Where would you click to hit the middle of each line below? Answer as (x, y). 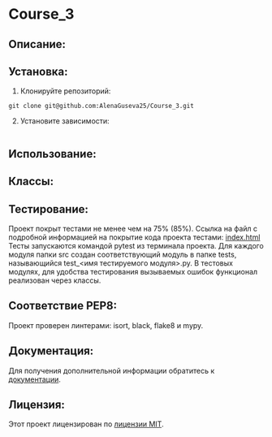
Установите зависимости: (65, 121)
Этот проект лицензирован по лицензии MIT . (86, 424)
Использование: (52, 154)
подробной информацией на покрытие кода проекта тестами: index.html (134, 237)
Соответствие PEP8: (63, 306)
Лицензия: (37, 405)
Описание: (37, 44)
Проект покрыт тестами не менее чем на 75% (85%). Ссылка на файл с (133, 228)
